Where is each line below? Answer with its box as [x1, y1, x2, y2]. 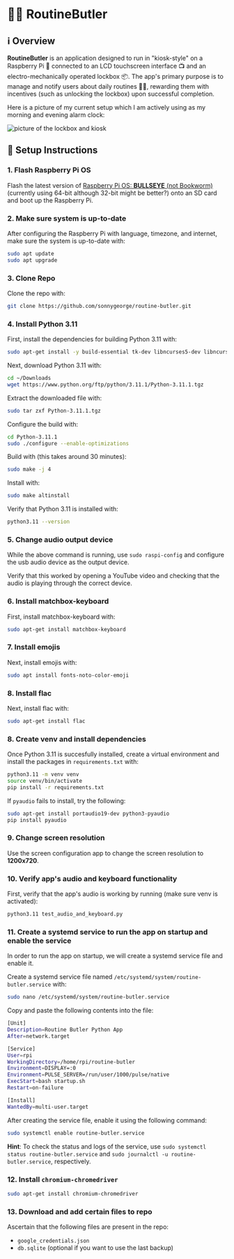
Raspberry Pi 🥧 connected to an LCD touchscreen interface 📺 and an [7, 62, 207, 70]
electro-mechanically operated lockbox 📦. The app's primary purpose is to [7, 73, 224, 80]
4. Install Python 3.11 [7, 319, 78, 329]
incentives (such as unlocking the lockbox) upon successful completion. [7, 90, 214, 98]
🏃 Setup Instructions [7, 145, 98, 156]
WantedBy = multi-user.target [7, 1103, 89, 1110]
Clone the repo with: [7, 289, 66, 297]
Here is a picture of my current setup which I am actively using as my [7, 103, 206, 111]
